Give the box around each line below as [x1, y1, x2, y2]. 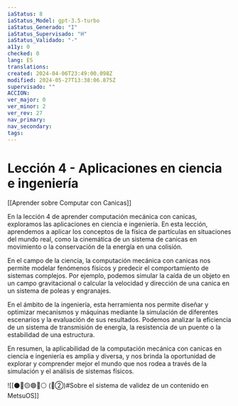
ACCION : [7, 90, 31, 97]
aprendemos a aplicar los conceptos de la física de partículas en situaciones [7, 228, 232, 236]
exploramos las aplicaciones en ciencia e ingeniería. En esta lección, [7, 220, 208, 228]
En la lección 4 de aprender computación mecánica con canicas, [7, 213, 198, 221]
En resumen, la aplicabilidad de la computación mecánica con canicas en [7, 344, 222, 353]
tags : [7, 129, 23, 137]
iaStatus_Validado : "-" [7, 37, 78, 44]
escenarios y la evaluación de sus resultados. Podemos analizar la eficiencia [7, 316, 232, 324]
